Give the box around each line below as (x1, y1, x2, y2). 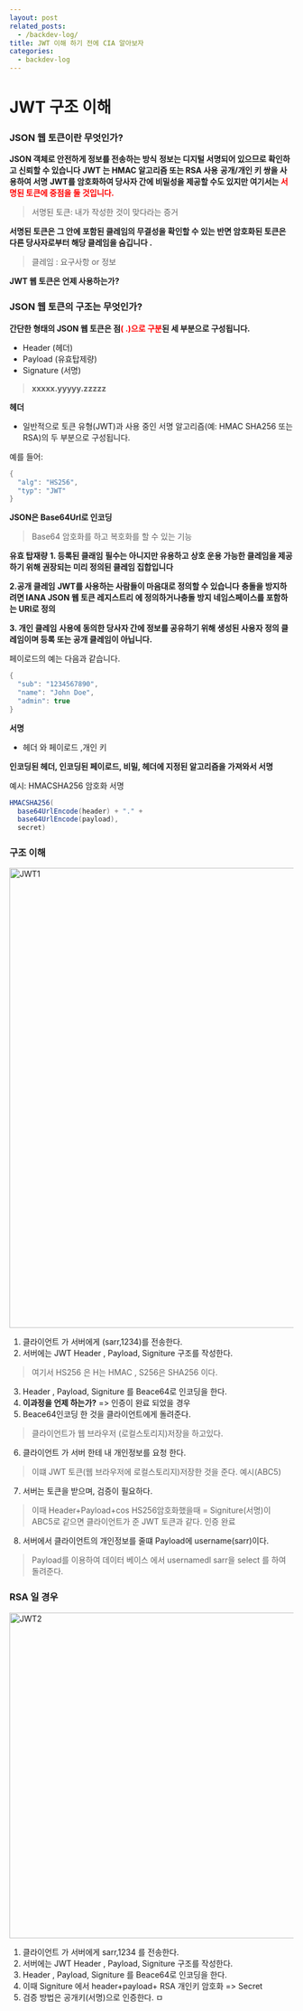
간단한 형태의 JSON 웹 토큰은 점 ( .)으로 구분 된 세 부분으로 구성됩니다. (9, 323, 251, 334)
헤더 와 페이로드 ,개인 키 (22, 741, 107, 752)
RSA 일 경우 (9, 1591, 59, 1603)
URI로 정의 (18, 603, 56, 615)
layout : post (9, 13, 59, 23)
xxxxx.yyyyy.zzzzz (31, 382, 106, 393)
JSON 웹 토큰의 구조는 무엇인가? (9, 300, 142, 313)
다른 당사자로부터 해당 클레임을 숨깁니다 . (9, 237, 153, 249)
